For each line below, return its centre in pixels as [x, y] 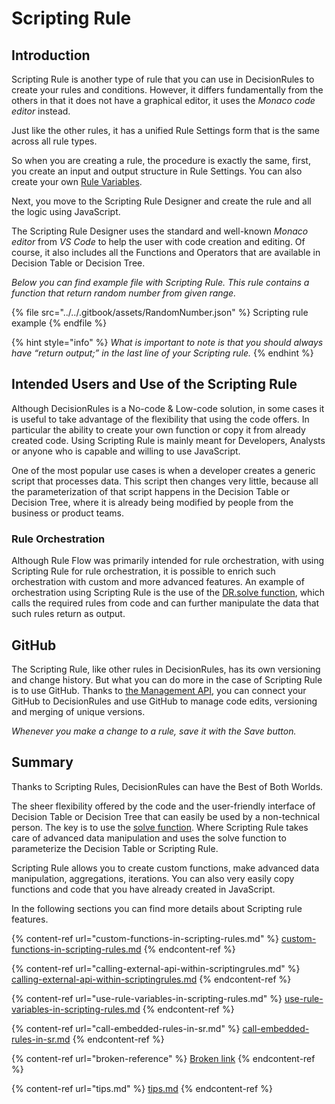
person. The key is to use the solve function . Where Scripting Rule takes [160, 827]
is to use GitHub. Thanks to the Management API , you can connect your [159, 690]
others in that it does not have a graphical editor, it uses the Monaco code [163, 100]
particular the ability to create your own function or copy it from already [158, 429]
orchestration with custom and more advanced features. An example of [158, 582]
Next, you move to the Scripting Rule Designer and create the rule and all [161, 201]
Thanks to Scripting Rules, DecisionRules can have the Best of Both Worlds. [167, 786]
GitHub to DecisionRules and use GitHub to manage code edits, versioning [164, 701]
